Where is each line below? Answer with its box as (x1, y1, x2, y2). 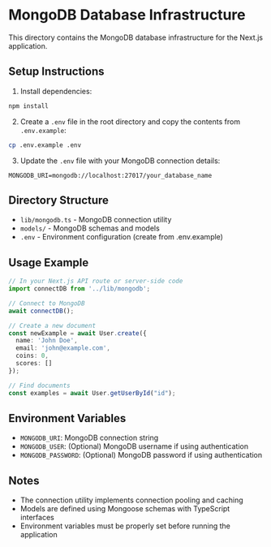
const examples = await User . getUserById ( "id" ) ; (8, 389, 176, 397)
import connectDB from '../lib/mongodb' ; (8, 285, 151, 293)
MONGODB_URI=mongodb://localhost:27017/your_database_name (8, 171, 213, 179)
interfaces (19, 513, 54, 523)
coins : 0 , (15, 351, 49, 360)
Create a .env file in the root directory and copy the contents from (19, 116, 241, 127)
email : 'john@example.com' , (15, 344, 111, 352)
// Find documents (8, 381, 71, 390)
